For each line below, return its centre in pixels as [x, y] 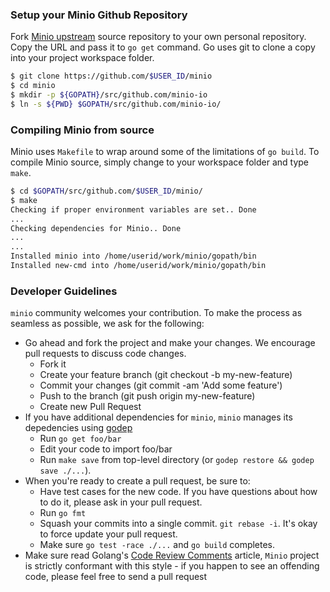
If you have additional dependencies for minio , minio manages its [158, 417]
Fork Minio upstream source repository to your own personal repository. [158, 37]
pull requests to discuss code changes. [105, 354]
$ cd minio [33, 86]
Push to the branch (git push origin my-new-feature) [147, 396]
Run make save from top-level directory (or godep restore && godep [177, 460]
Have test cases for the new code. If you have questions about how [178, 492]
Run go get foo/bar [80, 439]
